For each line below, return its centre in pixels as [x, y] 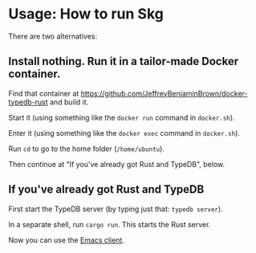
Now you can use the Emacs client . [66, 240]
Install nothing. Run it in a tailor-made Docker [124, 61]
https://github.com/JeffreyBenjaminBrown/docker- [164, 93]
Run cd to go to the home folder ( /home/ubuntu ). [86, 149]
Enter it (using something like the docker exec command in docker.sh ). [124, 133]
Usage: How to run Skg [86, 14]
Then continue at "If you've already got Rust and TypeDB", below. [117, 164]
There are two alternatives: [53, 36]
